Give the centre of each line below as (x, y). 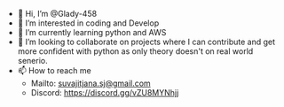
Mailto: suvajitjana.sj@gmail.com (91, 83)
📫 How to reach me (54, 70)
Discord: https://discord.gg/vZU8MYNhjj (105, 92)
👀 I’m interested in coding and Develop (88, 23)
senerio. (33, 61)
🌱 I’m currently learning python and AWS (92, 32)
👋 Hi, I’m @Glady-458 (57, 14)
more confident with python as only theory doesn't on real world (135, 51)
